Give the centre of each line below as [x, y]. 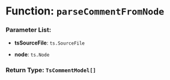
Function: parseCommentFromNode [85, 11]
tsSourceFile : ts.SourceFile [50, 43]
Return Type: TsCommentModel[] [51, 70]
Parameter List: [29, 30]
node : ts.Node [32, 55]
